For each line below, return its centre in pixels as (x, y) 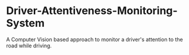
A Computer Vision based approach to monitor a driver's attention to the (94, 39)
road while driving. (29, 46)
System (26, 23)
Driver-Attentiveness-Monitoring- (92, 11)
